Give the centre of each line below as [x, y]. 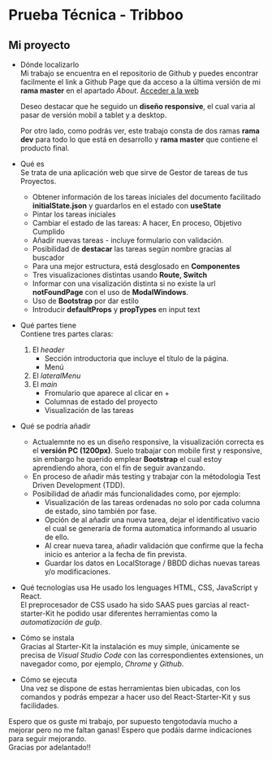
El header [48, 349]
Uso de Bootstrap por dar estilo [86, 301]
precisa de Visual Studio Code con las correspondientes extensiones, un [142, 655]
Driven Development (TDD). [79, 485]
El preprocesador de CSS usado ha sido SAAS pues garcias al [123, 605]
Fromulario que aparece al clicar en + [107, 393]
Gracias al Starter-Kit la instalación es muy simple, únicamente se [130, 646]
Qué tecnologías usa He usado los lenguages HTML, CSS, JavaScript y [139, 587]
